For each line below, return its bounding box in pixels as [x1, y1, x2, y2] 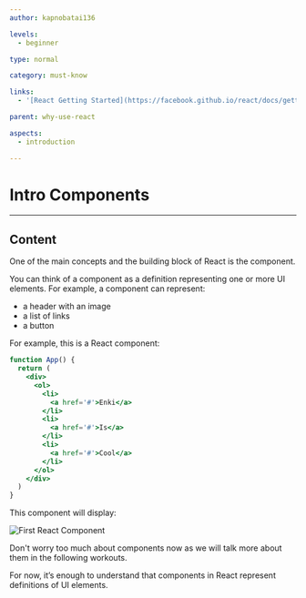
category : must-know [9, 71, 88, 80]
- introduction [17, 137, 76, 147]
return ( [17, 364, 51, 373]
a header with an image [22, 301, 111, 312]
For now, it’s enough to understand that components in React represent [9, 570, 276, 581]
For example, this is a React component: [9, 338, 160, 349]
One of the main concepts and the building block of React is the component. [9, 256, 296, 267]
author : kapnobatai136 [9, 13, 96, 23]
